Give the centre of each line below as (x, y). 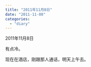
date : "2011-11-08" (25, 14)
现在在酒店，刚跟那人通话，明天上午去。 (47, 60)
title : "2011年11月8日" (29, 10)
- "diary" (20, 24)
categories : (17, 19)
